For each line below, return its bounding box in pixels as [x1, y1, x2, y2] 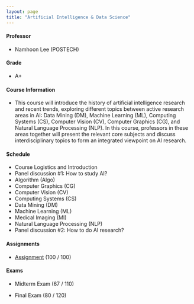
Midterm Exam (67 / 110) [14, 280, 74, 287]
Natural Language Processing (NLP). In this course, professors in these [14, 124, 188, 132]
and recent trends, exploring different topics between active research [14, 105, 185, 113]
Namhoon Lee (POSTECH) [14, 46, 79, 53]
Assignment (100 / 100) [14, 253, 72, 261]
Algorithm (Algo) [14, 176, 55, 184]
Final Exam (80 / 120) [14, 292, 67, 299]
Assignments [6, 240, 40, 247]
